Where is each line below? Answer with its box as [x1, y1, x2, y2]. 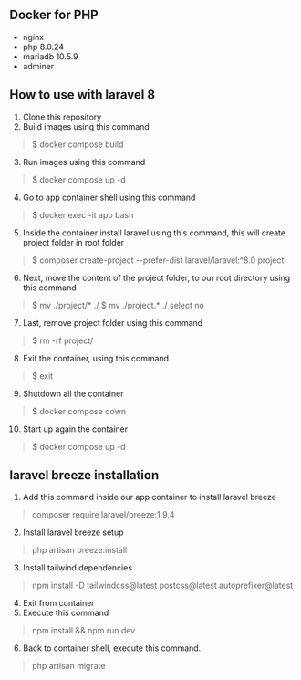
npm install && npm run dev [31, 625, 136, 636]
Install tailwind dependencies [22, 562, 133, 573]
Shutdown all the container [22, 388, 124, 399]
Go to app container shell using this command [22, 192, 196, 203]
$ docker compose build [31, 139, 124, 150]
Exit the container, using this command [22, 352, 170, 363]
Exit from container [22, 598, 95, 609]
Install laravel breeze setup [22, 527, 125, 538]
